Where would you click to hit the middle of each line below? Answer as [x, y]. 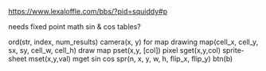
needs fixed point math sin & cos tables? [74, 26]
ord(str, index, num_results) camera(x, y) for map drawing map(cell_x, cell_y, [133, 42]
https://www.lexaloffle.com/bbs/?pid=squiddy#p [88, 11]
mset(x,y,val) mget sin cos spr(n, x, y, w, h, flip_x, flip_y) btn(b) [131, 59]
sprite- [233, 50]
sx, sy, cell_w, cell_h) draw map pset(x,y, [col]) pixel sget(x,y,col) [115, 50]
